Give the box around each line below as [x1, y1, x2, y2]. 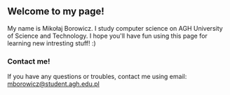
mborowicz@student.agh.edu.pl [7, 80, 100, 88]
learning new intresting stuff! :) [7, 38, 96, 47]
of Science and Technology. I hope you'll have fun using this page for [7, 31, 208, 40]
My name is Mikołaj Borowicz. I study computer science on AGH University [7, 24, 223, 32]
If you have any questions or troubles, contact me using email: [7, 73, 187, 81]
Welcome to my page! [7, 6, 105, 17]
